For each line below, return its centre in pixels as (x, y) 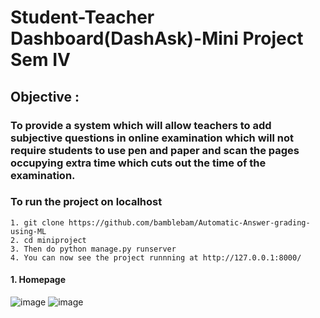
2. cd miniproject (48, 240)
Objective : (45, 96)
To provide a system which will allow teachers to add (141, 125)
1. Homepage (38, 280)
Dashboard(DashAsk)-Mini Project (157, 38)
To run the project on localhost (86, 202)
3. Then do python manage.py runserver (93, 249)
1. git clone (37, 222)
